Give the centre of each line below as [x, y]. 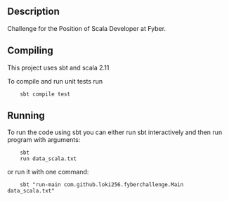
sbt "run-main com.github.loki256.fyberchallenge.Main [102, 185]
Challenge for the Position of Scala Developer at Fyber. [87, 28]
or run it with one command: [48, 172]
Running [26, 116]
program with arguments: [44, 140]
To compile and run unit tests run [55, 81]
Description [33, 12]
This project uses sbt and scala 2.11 [58, 67]
